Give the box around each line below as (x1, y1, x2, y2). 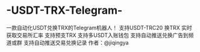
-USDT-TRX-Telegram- (6, 4, 123, 17)
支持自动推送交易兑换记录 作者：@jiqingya (23, 39, 129, 46)
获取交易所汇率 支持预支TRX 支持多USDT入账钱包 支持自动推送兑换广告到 (6, 31, 189, 39)
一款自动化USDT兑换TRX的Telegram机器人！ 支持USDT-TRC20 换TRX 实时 (6, 24, 192, 31)
